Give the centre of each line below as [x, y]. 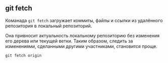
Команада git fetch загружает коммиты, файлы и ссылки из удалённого [84, 20]
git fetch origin [23, 55]
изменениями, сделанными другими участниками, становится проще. [81, 46]
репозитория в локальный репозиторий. [49, 26]
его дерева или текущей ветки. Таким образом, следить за [69, 41]
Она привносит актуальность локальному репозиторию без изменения [82, 35]
